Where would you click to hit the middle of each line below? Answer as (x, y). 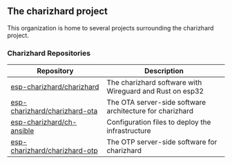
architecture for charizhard (150, 111)
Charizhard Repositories (49, 53)
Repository (55, 71)
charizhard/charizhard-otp (54, 151)
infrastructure (129, 131)
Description (164, 71)
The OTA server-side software (156, 103)
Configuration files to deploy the (159, 122)
